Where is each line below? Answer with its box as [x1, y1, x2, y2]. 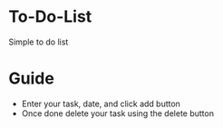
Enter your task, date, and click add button [21, 98, 180, 109]
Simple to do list [8, 36, 69, 47]
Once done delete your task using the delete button [21, 107, 215, 119]
